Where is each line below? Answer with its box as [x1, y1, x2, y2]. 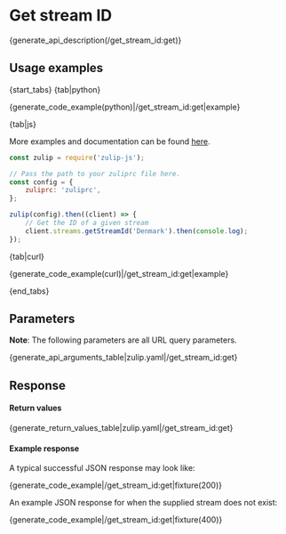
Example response [9, 442, 80, 454]
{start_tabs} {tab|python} [9, 84, 101, 94]
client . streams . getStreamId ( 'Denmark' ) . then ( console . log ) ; [25, 226, 249, 236]
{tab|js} [9, 118, 37, 129]
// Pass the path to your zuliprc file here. [9, 169, 180, 178]
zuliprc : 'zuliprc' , [25, 186, 101, 195]
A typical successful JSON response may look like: [9, 463, 195, 473]
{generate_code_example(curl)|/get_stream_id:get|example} [9, 268, 229, 279]
